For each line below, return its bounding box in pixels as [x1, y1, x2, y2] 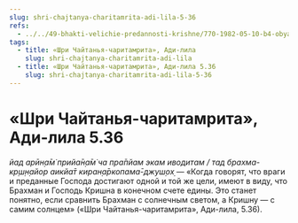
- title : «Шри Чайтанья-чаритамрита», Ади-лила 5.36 [17, 63, 216, 72]
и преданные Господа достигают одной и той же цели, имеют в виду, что [9, 175, 288, 186]
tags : [9, 37, 29, 47]
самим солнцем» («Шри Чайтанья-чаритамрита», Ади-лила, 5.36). [9, 204, 263, 214]
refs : [9, 21, 29, 30]
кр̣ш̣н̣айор [9, 165, 49, 177]
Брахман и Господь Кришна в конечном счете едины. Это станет [9, 185, 257, 196]
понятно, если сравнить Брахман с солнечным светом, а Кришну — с [9, 194, 275, 204]
